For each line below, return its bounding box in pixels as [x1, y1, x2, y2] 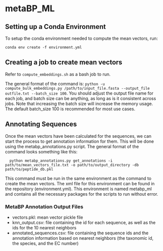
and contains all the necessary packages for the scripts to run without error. [5, 191, 158, 197]
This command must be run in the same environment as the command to [5, 175, 152, 181]
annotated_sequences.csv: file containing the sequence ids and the [12, 230, 149, 236]
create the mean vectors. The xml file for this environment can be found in [5, 180, 155, 186]
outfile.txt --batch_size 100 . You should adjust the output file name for [5, 90, 154, 96]
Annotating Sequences [5, 120, 77, 128]
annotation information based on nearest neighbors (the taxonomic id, [12, 235, 154, 241]
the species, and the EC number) [12, 240, 79, 246]
